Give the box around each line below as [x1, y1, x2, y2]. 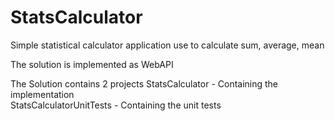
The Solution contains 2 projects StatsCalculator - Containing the [10, 77, 279, 90]
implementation [10, 88, 75, 100]
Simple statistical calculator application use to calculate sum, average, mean [10, 39, 325, 51]
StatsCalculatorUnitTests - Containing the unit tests [10, 99, 222, 111]
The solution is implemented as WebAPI [10, 58, 174, 70]
